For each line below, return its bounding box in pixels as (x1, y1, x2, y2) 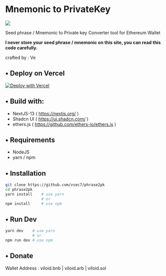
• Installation (5, 169, 46, 177)
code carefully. (5, 44, 38, 51)
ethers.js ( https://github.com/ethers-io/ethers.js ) (12, 121, 117, 127)
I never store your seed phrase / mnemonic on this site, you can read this (5, 39, 161, 45)
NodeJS (12, 149, 30, 155)
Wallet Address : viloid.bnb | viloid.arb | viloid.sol (5, 265, 106, 271)
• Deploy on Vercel (5, 69, 65, 78)
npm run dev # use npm (5, 238, 53, 243)
